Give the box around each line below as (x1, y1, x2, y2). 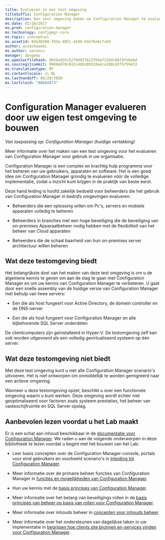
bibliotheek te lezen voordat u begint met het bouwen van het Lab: (5, 441, 139, 447)
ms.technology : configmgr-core (5, 30, 69, 35)
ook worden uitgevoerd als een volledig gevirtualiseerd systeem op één (5, 335, 150, 341)
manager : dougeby (5, 53, 41, 58)
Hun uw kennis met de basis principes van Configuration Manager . (12, 485, 147, 491)
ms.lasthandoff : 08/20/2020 (5, 76, 63, 81)
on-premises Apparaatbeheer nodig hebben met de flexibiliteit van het (12, 223, 155, 228)
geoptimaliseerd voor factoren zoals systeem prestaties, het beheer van (5, 398, 151, 404)
